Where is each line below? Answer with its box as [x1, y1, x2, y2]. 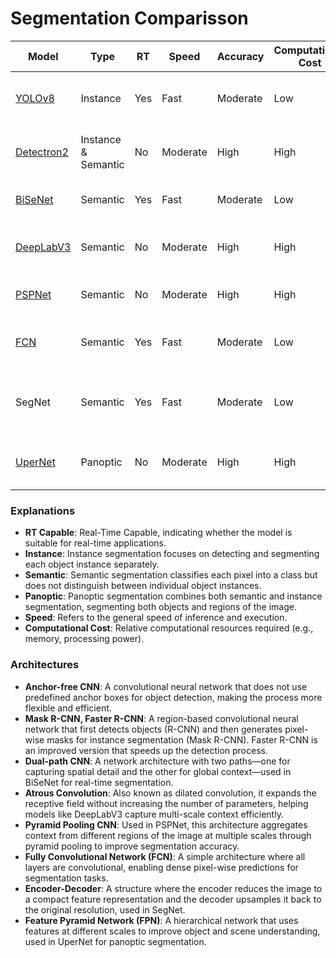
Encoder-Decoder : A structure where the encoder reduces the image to [24, 882, 323, 894]
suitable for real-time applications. [24, 537, 167, 549]
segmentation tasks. [24, 872, 109, 884]
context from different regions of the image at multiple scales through [24, 829, 312, 841]
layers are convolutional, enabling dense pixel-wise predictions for [24, 861, 299, 873]
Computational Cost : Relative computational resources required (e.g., [24, 622, 314, 634]
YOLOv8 [15, 91, 55, 105]
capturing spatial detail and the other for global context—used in [24, 765, 292, 777]
